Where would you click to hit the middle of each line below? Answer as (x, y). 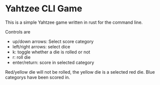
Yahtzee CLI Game (44, 9)
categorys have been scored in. (38, 77)
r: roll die (21, 57)
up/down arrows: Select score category (53, 41)
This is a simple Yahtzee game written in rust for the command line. (74, 22)
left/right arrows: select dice (41, 46)
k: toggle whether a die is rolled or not (51, 52)
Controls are (18, 32)
